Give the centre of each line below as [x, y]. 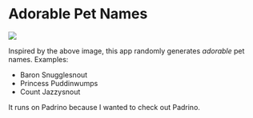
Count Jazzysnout [50, 92]
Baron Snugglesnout [54, 75]
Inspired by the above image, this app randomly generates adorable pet [127, 51]
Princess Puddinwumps [59, 83]
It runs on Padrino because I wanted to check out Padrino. [104, 107]
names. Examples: [38, 59]
